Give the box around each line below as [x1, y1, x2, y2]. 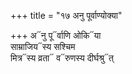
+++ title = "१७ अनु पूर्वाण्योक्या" [10, 10, 123, 21]
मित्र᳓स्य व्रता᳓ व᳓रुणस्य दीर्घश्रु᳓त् [10, 52, 114, 64]
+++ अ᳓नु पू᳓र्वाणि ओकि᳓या [10, 30, 102, 41]
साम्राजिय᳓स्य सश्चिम [10, 41, 76, 52]
